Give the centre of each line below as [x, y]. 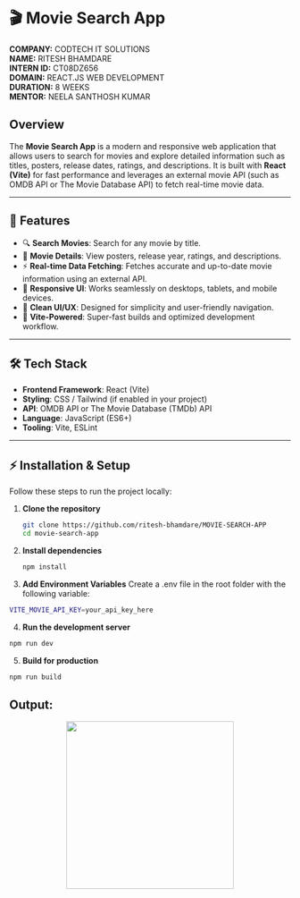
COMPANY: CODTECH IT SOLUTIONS [79, 49]
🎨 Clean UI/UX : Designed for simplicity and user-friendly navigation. [148, 307]
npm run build [36, 677]
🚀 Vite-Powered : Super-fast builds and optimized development [138, 317]
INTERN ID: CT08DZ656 [54, 68]
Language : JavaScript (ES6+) [77, 419]
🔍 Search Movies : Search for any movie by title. [111, 242]
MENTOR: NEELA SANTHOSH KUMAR [80, 97]
